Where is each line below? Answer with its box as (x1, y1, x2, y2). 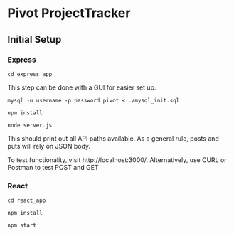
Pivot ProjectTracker (7, 5, 131, 21)
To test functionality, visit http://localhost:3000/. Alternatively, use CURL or (7, 155, 227, 164)
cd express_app (7, 70, 53, 77)
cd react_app (7, 197, 46, 204)
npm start (7, 222, 37, 229)
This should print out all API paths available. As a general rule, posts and (7, 134, 219, 143)
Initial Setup (7, 33, 62, 45)
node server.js (7, 122, 53, 129)
